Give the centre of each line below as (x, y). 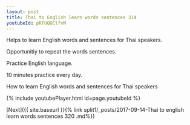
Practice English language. (39, 63)
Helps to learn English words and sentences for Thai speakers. (84, 40)
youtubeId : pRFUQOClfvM (36, 23)
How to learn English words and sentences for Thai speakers (82, 87)
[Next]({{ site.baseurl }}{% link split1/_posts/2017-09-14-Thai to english (95, 110)
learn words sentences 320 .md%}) (51, 116)
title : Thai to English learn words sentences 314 (71, 17)
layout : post (23, 12)
